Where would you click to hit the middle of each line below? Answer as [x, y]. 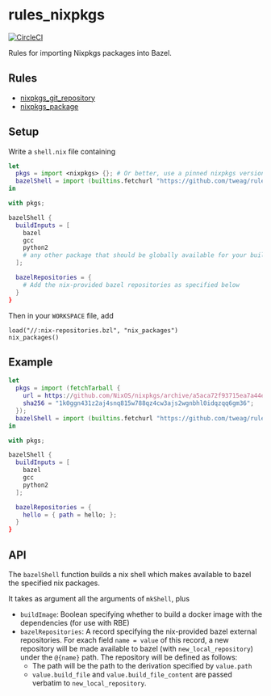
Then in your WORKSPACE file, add [61, 315]
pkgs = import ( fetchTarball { [68, 388]
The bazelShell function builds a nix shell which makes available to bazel [130, 574]
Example [31, 362]
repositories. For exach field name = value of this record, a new [124, 639]
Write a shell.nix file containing [62, 151]
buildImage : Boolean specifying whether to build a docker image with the [141, 614]
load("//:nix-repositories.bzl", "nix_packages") [94, 330]
